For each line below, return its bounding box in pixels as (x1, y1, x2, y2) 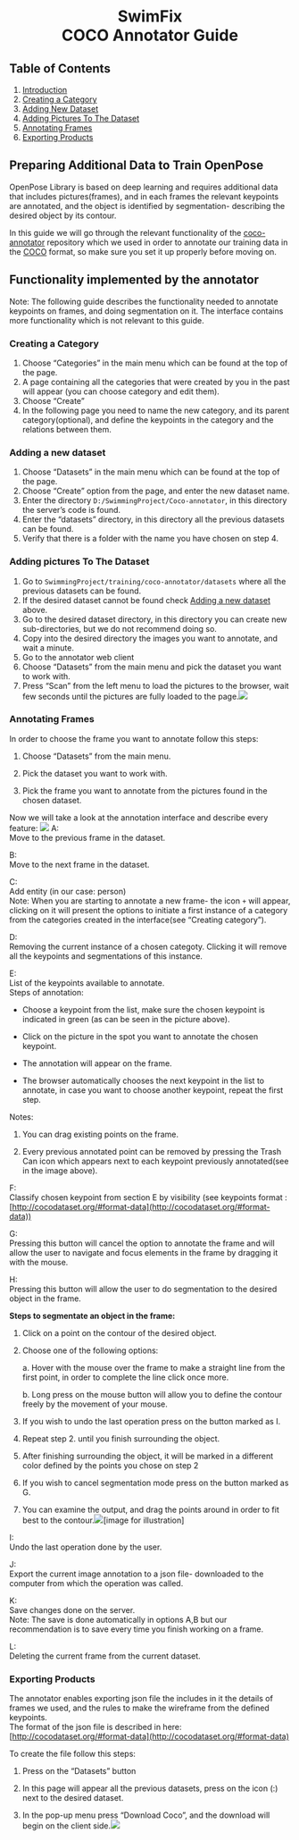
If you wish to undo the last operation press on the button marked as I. (21, 1416, 281, 1426)
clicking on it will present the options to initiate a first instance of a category (9, 904, 288, 915)
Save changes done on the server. (9, 1604, 136, 1615)
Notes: (9, 1111, 34, 1122)
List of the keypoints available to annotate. (9, 977, 165, 988)
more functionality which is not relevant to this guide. (9, 315, 205, 325)
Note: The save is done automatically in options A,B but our (9, 1614, 228, 1625)
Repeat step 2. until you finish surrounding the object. (21, 1433, 220, 1444)
